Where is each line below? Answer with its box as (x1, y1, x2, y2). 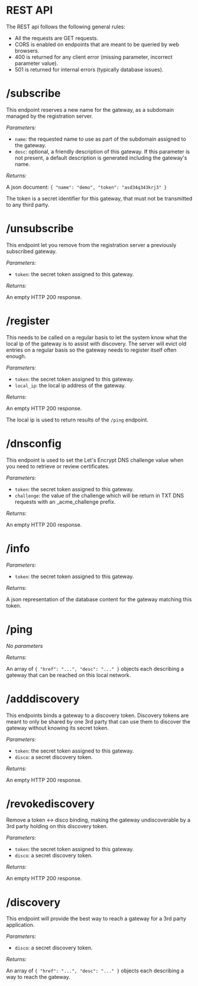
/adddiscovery (6, 692, 80, 705)
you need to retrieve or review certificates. (6, 462, 110, 470)
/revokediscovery (6, 797, 95, 810)
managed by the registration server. (6, 112, 93, 119)
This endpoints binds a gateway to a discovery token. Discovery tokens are (6, 712, 189, 719)
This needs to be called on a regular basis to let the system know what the (6, 333, 187, 340)
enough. (6, 352, 27, 359)
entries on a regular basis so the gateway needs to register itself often (6, 346, 177, 353)
